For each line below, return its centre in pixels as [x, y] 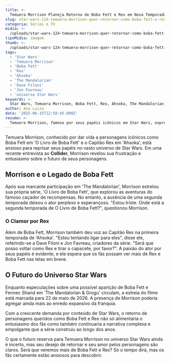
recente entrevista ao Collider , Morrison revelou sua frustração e [73, 153]
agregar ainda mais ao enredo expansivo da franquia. [61, 303]
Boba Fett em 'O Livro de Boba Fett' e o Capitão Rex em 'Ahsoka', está [78, 143]
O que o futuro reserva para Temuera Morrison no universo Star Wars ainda [84, 339]
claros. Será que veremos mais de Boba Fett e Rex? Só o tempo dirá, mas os [85, 350]
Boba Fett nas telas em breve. [36, 259]
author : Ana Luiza [25, 109]
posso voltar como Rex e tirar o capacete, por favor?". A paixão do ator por [83, 248]
